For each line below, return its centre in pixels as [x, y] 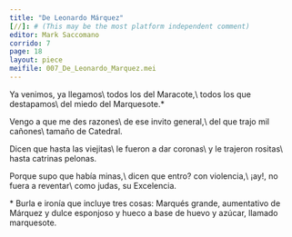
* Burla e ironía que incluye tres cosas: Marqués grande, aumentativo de [145, 203]
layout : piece [36, 60]
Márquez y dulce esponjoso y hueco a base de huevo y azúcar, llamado [144, 212]
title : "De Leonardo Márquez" [67, 18]
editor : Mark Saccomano [55, 35]
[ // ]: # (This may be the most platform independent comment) [130, 26]
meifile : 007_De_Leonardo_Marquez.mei [83, 69]
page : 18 [26, 52]
